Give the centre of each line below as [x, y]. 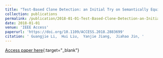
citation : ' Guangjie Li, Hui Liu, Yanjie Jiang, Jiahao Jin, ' [75, 37]
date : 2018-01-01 [23, 23]
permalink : [16, 18]
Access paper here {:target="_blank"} [42, 50]
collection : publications [31, 14]
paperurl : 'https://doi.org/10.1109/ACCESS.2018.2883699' [65, 32]
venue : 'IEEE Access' [27, 28]
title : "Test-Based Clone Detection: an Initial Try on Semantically [77, 9]
